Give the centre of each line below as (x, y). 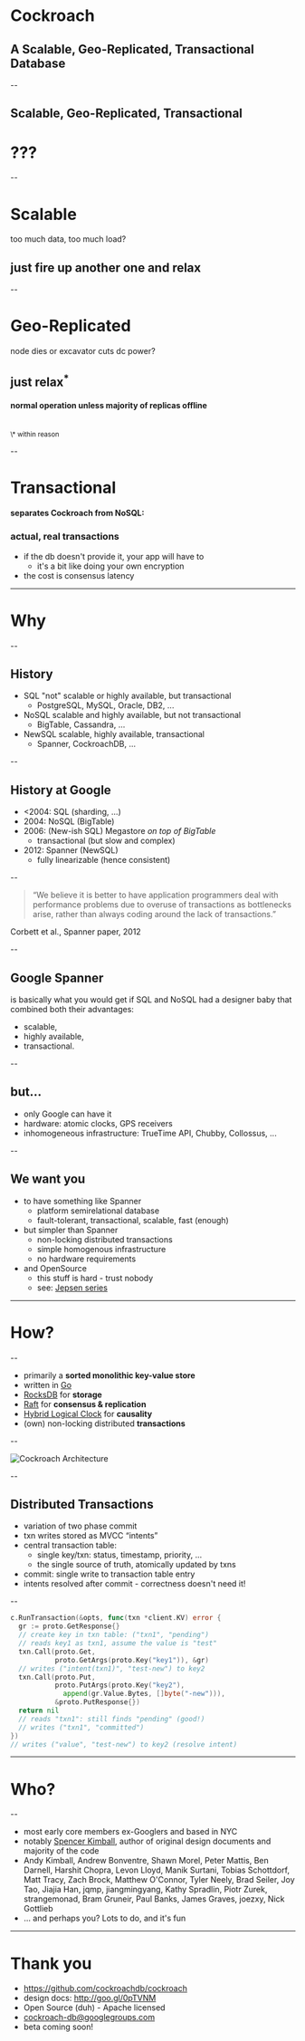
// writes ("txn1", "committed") (81, 1727)
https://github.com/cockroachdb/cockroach (105, 1988)
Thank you (51, 1964)
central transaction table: (70, 1546)
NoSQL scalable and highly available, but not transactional (132, 715)
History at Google (61, 790)
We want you (48, 1179)
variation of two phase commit (80, 1526)
